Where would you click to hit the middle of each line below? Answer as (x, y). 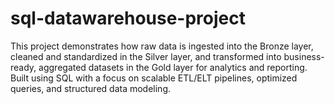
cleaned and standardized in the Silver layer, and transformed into (146, 56)
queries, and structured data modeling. (91, 88)
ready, (23, 67)
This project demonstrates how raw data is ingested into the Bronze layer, (162, 46)
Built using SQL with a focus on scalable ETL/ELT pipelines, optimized (154, 78)
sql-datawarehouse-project (128, 18)
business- (304, 56)
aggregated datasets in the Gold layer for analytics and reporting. (173, 67)
